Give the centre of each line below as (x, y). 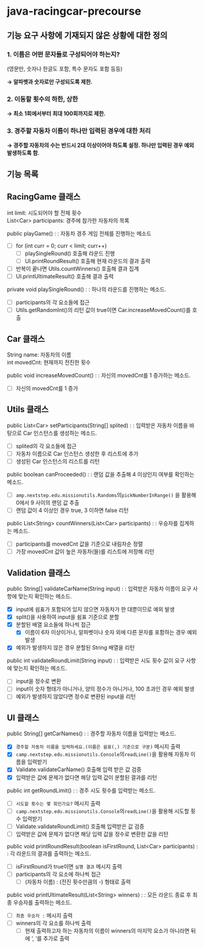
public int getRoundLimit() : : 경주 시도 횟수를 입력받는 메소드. (81, 790)
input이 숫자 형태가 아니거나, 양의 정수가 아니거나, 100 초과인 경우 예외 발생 (105, 689)
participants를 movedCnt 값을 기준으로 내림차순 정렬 (79, 544)
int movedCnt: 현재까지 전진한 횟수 (49, 362)
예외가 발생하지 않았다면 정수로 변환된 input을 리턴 (76, 697)
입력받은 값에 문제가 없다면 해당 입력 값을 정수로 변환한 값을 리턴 (92, 834)
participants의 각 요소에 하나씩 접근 (58, 874)
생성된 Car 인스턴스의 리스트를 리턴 (58, 461)
